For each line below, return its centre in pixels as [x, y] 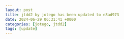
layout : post [19, 10]
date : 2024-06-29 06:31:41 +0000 [41, 19]
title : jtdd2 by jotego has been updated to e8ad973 [62, 15]
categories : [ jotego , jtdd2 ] [36, 24]
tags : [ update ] [21, 29]
